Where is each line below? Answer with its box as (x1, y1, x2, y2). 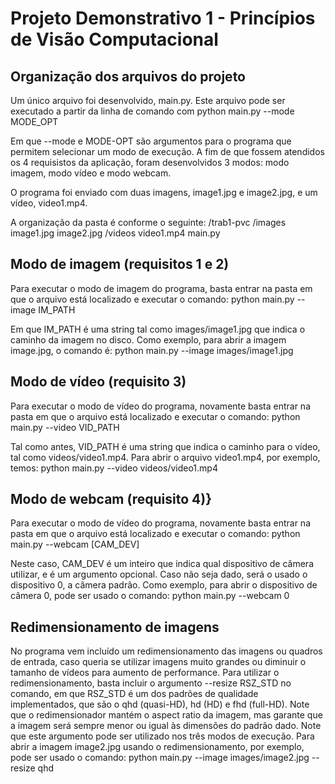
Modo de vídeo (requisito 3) (10, 373, 187, 391)
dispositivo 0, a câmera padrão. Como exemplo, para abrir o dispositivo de (10, 579, 318, 591)
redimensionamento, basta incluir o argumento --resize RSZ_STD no (10, 677, 292, 689)
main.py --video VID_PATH (10, 421, 120, 433)
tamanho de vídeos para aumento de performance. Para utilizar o (10, 667, 280, 679)
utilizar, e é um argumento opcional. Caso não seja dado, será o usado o (10, 568, 308, 581)
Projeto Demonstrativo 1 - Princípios (10, 7, 316, 30)
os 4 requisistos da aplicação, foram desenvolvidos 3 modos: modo (10, 157, 290, 168)
